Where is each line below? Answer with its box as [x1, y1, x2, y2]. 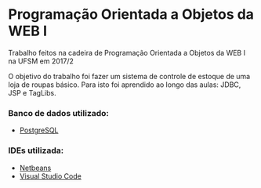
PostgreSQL [19, 125, 59, 135]
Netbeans [19, 163, 52, 172]
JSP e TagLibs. [8, 88, 56, 97]
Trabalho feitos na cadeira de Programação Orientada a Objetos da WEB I [8, 48, 245, 57]
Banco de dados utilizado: [8, 107, 110, 118]
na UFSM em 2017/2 [8, 56, 74, 66]
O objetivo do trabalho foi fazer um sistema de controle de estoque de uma [8, 71, 251, 81]
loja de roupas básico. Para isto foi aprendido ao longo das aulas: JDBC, [8, 80, 241, 89]
